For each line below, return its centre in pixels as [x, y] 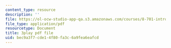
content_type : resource [31, 10]
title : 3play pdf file [29, 33]
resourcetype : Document [31, 28]
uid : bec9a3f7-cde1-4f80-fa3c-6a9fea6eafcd [52, 38]
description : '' [22, 14]
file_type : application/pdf [35, 24]
